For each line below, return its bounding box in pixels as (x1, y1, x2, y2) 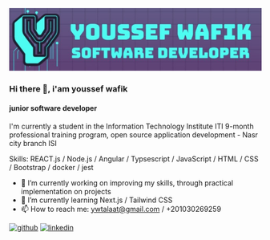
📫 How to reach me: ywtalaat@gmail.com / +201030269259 (20, 204, 222, 214)
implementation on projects (20, 186, 111, 196)
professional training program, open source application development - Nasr (9, 129, 259, 140)
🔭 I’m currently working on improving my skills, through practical (20, 177, 234, 188)
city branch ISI (9, 138, 57, 148)
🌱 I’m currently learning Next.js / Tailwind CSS (20, 195, 173, 205)
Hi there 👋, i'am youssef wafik (9, 83, 128, 95)
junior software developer (9, 104, 98, 112)
